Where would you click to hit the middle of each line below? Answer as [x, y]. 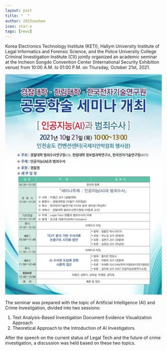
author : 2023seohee [25, 21]
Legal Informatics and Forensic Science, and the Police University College [81, 52]
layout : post [19, 10]
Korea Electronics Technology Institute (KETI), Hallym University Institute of [83, 46]
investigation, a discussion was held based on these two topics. [70, 343]
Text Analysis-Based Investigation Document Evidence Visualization [82, 318]
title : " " [17, 16]
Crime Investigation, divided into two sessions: [53, 308]
